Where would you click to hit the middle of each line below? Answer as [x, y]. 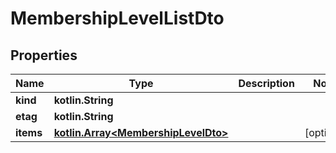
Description [266, 83]
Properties [44, 55]
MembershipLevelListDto [117, 18]
